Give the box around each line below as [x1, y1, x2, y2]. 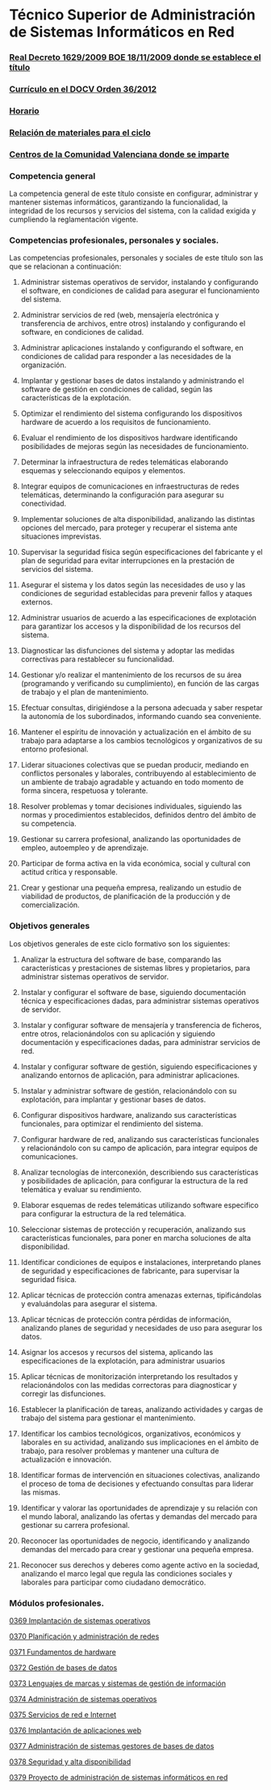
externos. [20, 597, 53, 607]
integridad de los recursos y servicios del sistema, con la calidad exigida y [9, 206, 256, 216]
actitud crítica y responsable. [20, 867, 118, 877]
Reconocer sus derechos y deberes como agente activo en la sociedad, [20, 1559, 261, 1570]
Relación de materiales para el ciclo [9, 127, 152, 138]
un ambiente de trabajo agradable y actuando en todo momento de [20, 777, 244, 787]
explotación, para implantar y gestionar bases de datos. [20, 1094, 206, 1104]
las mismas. [20, 1487, 60, 1497]
